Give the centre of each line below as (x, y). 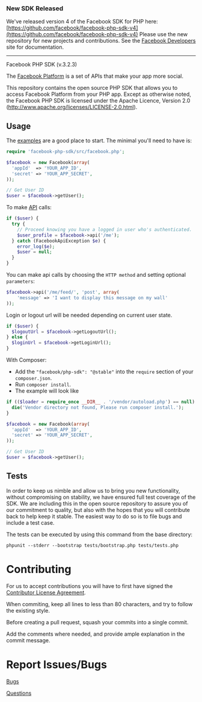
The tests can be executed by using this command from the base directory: (99, 534)
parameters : (20, 281)
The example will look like (47, 391)
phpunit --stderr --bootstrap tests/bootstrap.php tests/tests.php (93, 545)
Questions (19, 693)
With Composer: (26, 360)
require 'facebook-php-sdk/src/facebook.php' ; (66, 152)
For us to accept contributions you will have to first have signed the (90, 586)
